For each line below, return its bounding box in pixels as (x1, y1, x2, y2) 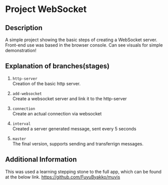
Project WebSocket (5, 4, 87, 15)
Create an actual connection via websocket (12, 110, 102, 116)
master (12, 136, 26, 141)
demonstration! (5, 48, 36, 53)
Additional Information (5, 155, 77, 164)
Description (5, 24, 42, 32)
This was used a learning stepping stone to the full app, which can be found (5, 168, 161, 174)
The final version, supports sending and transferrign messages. (12, 140, 144, 146)
